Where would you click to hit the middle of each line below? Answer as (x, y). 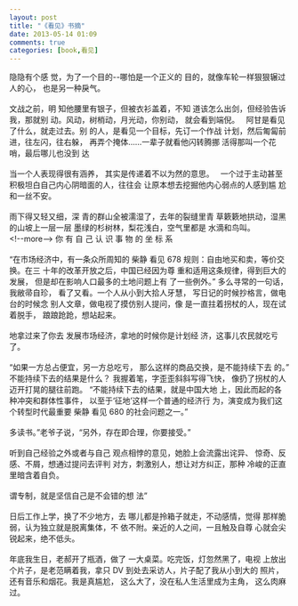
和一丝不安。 (32, 196)
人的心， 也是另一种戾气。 (57, 88)
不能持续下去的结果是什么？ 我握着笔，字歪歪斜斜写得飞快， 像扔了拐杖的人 (148, 378)
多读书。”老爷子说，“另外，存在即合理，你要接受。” (100, 432)
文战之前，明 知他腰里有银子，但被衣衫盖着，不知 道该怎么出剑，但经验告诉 (148, 109)
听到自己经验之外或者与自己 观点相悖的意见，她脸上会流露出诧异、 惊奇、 (144, 453)
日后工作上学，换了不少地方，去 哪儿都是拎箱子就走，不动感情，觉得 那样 (144, 516)
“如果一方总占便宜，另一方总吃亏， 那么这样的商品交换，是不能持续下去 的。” (149, 368)
